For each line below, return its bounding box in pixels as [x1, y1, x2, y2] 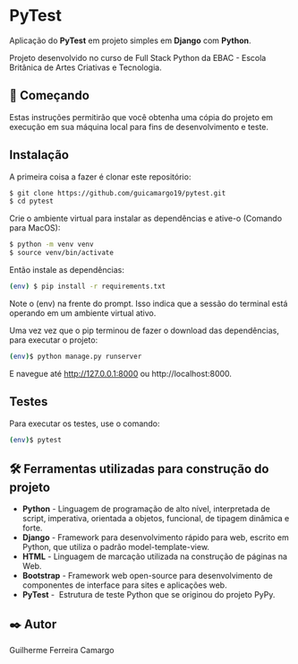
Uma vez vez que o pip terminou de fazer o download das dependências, [9, 325, 279, 336]
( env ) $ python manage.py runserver [9, 352, 142, 361]
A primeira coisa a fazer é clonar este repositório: [9, 171, 192, 182]
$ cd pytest [9, 197, 54, 206]
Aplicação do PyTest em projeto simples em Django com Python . [9, 35, 252, 46]
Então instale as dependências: [9, 265, 125, 275]
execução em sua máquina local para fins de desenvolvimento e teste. [9, 121, 269, 132]
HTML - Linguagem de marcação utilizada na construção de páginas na [21, 551, 288, 562]
